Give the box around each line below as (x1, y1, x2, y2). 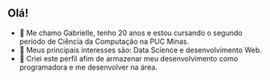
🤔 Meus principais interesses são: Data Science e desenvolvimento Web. (19, 44, 262, 55)
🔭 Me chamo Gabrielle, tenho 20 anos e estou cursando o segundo (19, 27, 243, 37)
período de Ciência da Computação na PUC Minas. (19, 36, 189, 46)
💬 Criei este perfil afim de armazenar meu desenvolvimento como (19, 53, 238, 63)
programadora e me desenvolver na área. (19, 62, 158, 72)
